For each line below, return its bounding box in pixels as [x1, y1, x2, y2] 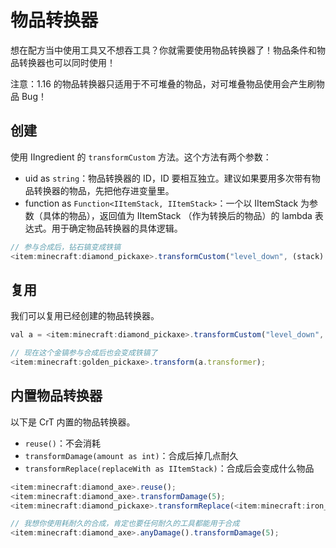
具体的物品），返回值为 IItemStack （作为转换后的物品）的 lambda [42, 209, 313, 221]
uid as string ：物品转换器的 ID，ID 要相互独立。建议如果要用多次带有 [24, 172, 312, 184]
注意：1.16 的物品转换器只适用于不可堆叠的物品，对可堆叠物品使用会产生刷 [10, 77, 317, 90]
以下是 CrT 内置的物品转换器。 [10, 416, 136, 428]
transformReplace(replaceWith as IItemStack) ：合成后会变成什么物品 [24, 462, 315, 474]
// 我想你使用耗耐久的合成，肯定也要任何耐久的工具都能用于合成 [10, 519, 240, 529]
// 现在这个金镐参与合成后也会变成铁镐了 [10, 348, 158, 358]
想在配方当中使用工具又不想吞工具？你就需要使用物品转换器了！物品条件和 [10, 44, 317, 56]
